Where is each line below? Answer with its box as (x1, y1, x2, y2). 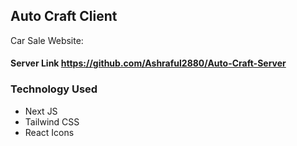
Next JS (24, 105, 58, 117)
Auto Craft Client (10, 8, 118, 25)
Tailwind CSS (24, 115, 80, 128)
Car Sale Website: (10, 34, 84, 46)
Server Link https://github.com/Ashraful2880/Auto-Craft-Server (10, 57, 287, 69)
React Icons (24, 126, 75, 138)
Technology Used (10, 82, 98, 96)
